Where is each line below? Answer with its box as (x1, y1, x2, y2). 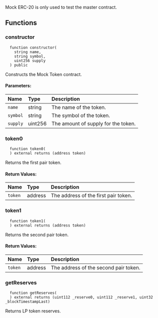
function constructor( (9, 45, 57, 50)
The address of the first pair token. (50, 192, 132, 199)
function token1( (9, 218, 46, 223)
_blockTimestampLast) (5, 299, 50, 304)
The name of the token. (51, 103, 106, 110)
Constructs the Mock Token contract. (5, 71, 82, 77)
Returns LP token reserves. (5, 308, 61, 314)
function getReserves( (9, 290, 57, 295)
